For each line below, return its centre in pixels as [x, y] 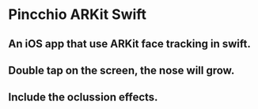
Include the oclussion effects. [83, 98]
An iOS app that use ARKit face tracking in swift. [129, 44]
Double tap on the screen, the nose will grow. [121, 70]
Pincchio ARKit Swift [78, 15]
